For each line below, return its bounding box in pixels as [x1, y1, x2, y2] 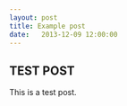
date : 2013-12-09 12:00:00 [9, 30, 118, 39]
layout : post [9, 13, 58, 22]
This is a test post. [9, 87, 78, 98]
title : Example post [9, 22, 87, 31]
